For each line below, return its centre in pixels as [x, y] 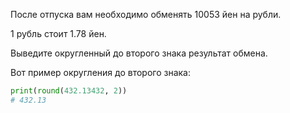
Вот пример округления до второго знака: [100, 72]
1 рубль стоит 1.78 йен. [58, 33]
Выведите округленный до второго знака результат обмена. [139, 53]
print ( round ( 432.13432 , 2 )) [69, 91]
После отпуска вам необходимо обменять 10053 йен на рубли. [146, 14]
